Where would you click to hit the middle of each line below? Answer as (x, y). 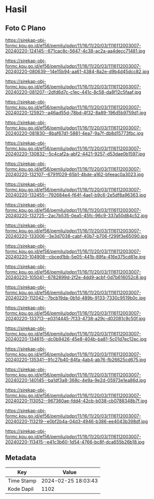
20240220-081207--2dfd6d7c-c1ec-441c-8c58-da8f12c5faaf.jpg (73, 92)
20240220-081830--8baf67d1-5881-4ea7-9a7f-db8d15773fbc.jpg (74, 133)
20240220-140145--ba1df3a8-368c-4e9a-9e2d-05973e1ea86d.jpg (76, 380)
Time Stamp (22, 481)
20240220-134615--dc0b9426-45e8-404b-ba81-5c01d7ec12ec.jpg (76, 339)
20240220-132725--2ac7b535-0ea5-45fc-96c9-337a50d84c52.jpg (76, 216)
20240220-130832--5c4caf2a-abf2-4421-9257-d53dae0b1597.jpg (75, 154)
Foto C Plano (25, 28)
